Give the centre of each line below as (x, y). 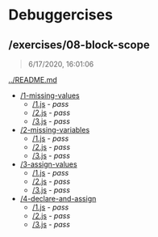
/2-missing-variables (55, 130)
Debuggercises (60, 15)
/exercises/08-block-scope (79, 45)
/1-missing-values (50, 95)
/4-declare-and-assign (58, 199)
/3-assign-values (49, 164)
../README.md (33, 80)
